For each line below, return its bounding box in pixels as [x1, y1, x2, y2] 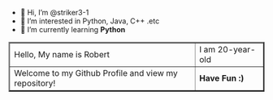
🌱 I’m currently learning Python [19, 25, 126, 34]
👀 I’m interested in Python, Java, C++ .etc [19, 16, 160, 26]
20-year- [217, 44, 256, 55]
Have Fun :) [198, 73, 245, 84]
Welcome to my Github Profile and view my [14, 68, 179, 78]
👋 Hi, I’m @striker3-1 [19, 8, 89, 17]
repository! [14, 77, 56, 89]
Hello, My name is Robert [14, 49, 110, 60]
